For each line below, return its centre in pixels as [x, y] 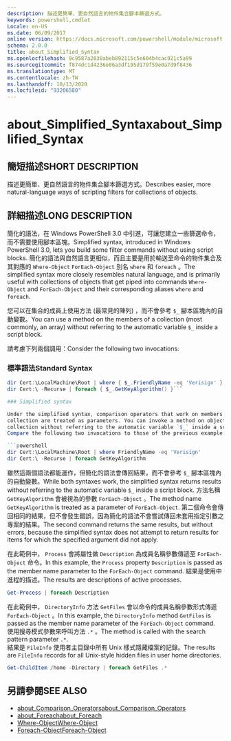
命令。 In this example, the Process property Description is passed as [125, 562]
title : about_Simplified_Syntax [53, 52]
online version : [30, 39]
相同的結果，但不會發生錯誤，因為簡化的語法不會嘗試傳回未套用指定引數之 [118, 515]
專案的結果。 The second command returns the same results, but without [110, 524]
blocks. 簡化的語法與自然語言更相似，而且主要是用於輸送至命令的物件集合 [112, 258]
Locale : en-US [27, 26]
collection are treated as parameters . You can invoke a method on [106, 421]
